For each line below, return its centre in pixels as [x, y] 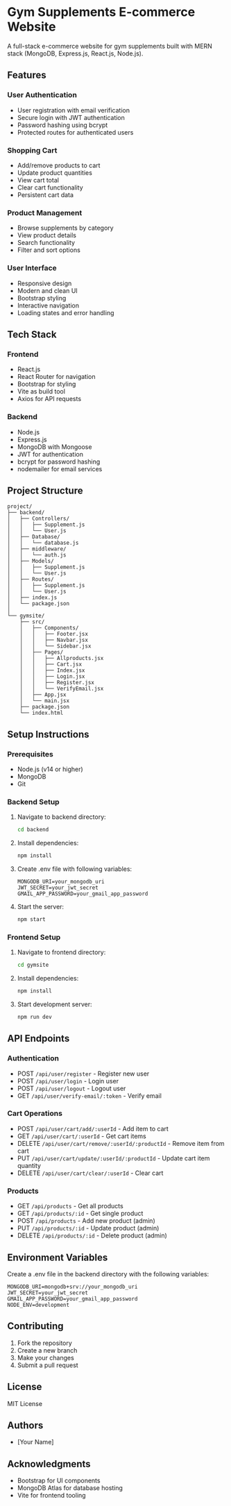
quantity [29, 1165]
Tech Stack [32, 334]
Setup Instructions [48, 734]
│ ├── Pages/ [42, 652]
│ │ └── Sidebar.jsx [55, 646]
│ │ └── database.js [43, 543]
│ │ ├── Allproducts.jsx [62, 659]
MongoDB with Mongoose [54, 447]
